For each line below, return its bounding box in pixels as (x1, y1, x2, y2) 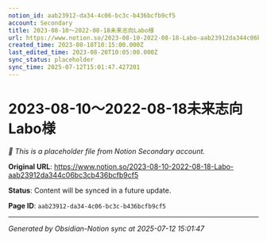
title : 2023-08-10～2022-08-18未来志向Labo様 (8, 26, 155, 34)
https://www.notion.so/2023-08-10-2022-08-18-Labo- (54, 162, 234, 171)
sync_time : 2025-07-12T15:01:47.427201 (8, 63, 141, 71)
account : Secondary (8, 19, 73, 27)
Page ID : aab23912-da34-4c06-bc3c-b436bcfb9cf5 (8, 201, 167, 210)
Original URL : (8, 162, 53, 171)
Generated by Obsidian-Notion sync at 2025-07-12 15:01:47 (8, 224, 205, 233)
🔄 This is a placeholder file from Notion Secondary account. (8, 146, 205, 155)
